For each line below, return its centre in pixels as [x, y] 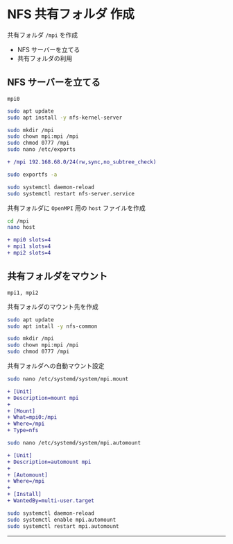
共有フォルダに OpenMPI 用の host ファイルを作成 [76, 208]
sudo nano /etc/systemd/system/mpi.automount [74, 443]
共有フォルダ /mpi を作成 [43, 35]
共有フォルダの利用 [45, 58]
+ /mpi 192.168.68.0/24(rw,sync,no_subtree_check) [82, 162]
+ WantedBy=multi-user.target [51, 501]
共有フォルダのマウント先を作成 [53, 306]
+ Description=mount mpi [43, 398]
